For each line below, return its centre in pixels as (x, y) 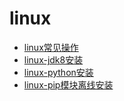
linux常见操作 (51, 47)
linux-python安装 (58, 72)
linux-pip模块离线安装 (68, 84)
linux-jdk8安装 (53, 59)
